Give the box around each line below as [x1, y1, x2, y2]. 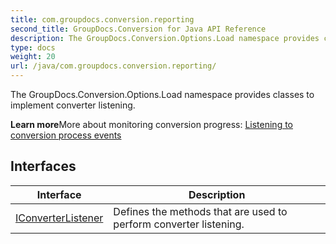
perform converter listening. [113, 217, 245, 231]
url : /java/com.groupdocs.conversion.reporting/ [10, 61, 217, 71]
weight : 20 [10, 52, 56, 62]
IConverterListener [15, 211, 104, 225]
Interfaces [10, 158, 77, 175]
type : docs [10, 42, 56, 53]
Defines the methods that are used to [113, 204, 288, 218]
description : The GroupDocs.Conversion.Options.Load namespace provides [10, 33, 320, 43]
